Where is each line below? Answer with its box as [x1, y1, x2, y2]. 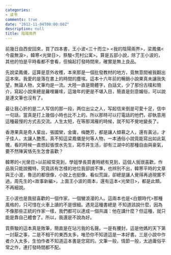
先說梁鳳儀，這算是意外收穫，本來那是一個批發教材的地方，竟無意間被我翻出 [5, 69, 166, 75]
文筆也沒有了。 [14, 95, 46, 101]
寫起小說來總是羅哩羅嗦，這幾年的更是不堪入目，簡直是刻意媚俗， [14, 89, 153, 94]
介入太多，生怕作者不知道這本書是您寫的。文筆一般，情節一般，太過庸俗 [9, 238, 161, 244]
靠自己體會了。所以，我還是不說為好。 [14, 214, 95, 220]
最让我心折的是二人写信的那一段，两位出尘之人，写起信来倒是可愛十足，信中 [5, 105, 166, 111]
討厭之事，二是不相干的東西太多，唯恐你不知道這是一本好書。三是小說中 [9, 232, 161, 237]
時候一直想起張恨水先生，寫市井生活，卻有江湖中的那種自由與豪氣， [22, 142, 166, 148]
